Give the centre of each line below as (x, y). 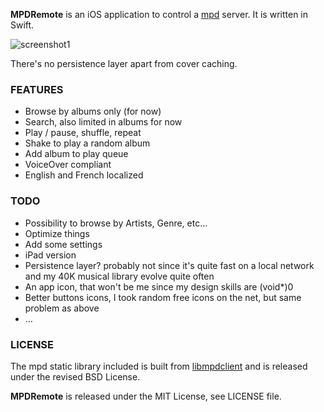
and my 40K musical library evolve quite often (119, 276)
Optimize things (57, 233)
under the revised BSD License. (75, 376)
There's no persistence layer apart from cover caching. (124, 63)
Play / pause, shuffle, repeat (83, 133)
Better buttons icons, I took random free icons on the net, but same (163, 297)
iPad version (50, 255)
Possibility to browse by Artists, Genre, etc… (116, 223)
